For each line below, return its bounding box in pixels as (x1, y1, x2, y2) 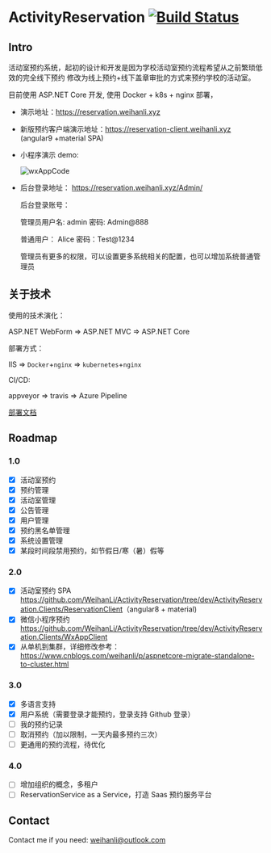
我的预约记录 (19, 719, 63, 729)
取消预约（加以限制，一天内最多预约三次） (19, 729, 162, 739)
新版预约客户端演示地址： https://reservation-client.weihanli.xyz (19, 124, 231, 133)
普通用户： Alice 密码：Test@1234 (19, 234, 135, 244)
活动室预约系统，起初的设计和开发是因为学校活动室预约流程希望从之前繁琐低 (8, 63, 263, 72)
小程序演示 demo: (19, 150, 79, 159)
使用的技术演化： (8, 310, 65, 320)
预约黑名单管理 (19, 525, 70, 535)
